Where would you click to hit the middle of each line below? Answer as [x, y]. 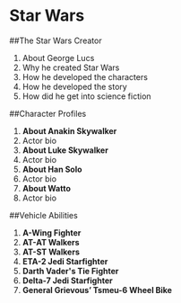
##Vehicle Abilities [43, 215]
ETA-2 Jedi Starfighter [65, 261]
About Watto [47, 188]
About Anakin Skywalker [69, 130]
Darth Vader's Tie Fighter [70, 271]
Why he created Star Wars [71, 67]
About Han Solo [52, 169]
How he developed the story [74, 86]
